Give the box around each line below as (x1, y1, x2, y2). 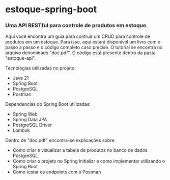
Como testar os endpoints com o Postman (12, 169, 101, 175)
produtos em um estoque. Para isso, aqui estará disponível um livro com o (5, 39, 161, 45)
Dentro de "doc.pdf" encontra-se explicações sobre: (5, 137, 116, 144)
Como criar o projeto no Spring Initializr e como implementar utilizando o (12, 158, 165, 164)
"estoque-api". (5, 55, 36, 61)
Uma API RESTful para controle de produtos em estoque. (5, 22, 148, 29)
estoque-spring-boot (5, 4, 97, 15)
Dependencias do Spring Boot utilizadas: (5, 101, 91, 107)
